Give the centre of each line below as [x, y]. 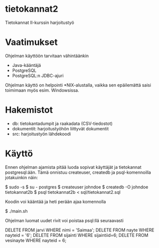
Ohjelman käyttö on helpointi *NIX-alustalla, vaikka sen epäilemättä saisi [78, 85]
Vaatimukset [31, 42]
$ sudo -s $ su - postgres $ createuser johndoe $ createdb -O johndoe [77, 187]
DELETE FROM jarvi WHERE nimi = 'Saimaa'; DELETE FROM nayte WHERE [80, 230]
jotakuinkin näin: [22, 177]
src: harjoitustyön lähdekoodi [41, 134]
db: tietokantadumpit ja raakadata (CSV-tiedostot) [62, 124]
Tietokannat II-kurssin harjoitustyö [40, 22]
